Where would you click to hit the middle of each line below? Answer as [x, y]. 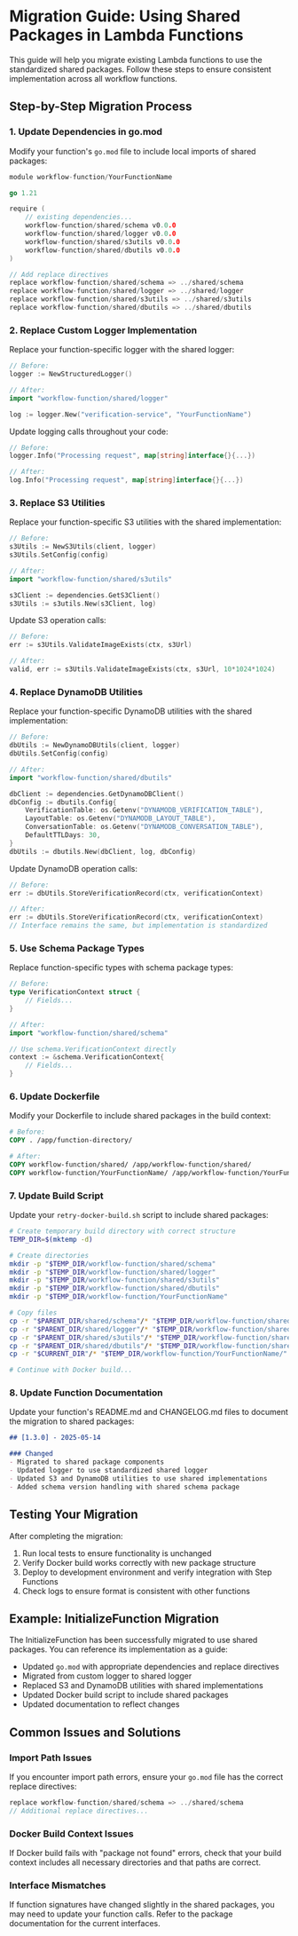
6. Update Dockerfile [55, 1096]
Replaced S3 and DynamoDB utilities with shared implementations [142, 1686]
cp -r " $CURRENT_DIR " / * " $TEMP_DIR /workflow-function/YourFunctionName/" [149, 1354]
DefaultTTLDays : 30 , [63, 835]
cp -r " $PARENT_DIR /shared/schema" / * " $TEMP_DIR [101, 1321]
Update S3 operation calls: [58, 620]
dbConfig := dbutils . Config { [63, 802]
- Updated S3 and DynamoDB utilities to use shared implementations [138, 1478]
